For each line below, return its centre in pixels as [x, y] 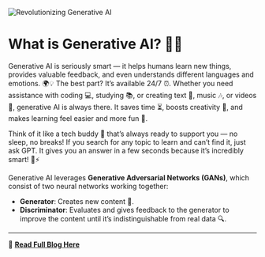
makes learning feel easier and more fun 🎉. [78, 118]
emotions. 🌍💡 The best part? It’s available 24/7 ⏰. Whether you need [121, 83]
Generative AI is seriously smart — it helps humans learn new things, [120, 66]
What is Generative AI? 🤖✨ [95, 44]
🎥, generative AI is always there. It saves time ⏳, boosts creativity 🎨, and [125, 107]
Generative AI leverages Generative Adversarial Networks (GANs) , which [129, 177]
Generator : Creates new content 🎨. [77, 201]
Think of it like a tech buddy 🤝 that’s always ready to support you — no [123, 134]
